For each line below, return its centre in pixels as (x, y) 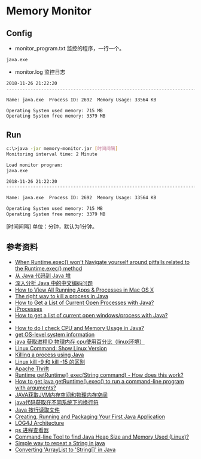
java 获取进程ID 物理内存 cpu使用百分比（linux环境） (80, 341)
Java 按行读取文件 (37, 410)
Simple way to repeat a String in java (60, 443)
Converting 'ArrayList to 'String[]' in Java (65, 449)
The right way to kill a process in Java (62, 296)
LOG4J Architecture (39, 423)
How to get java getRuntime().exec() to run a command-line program (99, 381)
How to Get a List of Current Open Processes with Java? (84, 302)
